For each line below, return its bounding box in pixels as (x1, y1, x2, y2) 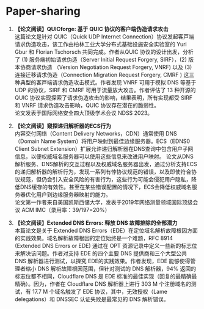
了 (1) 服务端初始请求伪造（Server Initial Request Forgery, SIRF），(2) (14, 56, 188, 63)
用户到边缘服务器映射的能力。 (35, 191, 111, 198)
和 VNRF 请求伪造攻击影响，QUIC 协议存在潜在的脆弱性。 (14, 101, 160, 109)
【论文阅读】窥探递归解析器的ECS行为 (14, 122, 111, 129)
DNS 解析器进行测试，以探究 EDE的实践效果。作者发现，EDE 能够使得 (14, 257, 191, 264)
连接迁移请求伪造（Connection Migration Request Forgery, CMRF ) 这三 (14, 71, 195, 78)
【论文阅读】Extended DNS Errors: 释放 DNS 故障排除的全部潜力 (14, 219, 178, 227)
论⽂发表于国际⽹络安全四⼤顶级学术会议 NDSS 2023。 (14, 109, 153, 117)
